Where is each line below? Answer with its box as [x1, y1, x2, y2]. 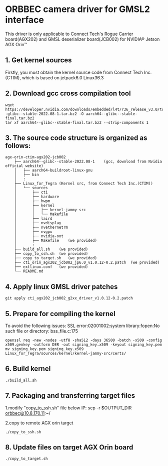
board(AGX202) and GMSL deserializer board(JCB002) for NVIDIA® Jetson [5, 36, 160, 42]
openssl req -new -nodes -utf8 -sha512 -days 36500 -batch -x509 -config [5, 338, 162, 343]
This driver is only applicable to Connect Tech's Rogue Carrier [5, 31, 133, 37]
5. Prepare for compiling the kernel [5, 309, 116, 318]
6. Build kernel [5, 365, 51, 373]
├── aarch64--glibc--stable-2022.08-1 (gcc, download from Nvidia [14, 159, 162, 164]
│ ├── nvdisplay [14, 221, 61, 226]
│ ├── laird [14, 216, 52, 221]
